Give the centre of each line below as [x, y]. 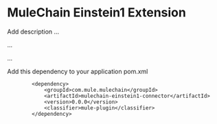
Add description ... [33, 32]
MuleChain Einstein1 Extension [97, 13]
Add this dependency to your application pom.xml [78, 71]
